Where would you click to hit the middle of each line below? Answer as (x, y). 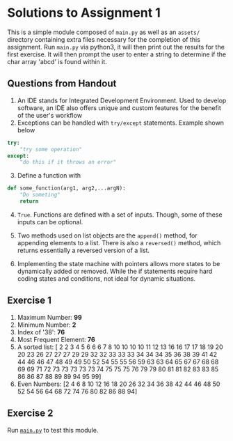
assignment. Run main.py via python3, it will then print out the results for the (116, 47)
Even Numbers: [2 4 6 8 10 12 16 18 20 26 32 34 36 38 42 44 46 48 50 (119, 384)
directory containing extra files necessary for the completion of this (104, 39)
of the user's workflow (49, 115)
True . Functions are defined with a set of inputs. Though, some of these (120, 215)
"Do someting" (40, 195)
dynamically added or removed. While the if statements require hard (115, 271)
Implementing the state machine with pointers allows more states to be (119, 263)
